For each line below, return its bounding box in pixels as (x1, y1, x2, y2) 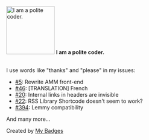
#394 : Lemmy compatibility (14, 104, 83, 111)
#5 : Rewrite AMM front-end (14, 78, 83, 85)
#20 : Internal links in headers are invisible (14, 91, 119, 98)
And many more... (6, 115, 51, 123)
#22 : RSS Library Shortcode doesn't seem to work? (14, 97, 143, 105)
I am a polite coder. (55, 49, 104, 56)
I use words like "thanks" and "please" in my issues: (6, 67, 136, 74)
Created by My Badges (6, 127, 63, 134)
